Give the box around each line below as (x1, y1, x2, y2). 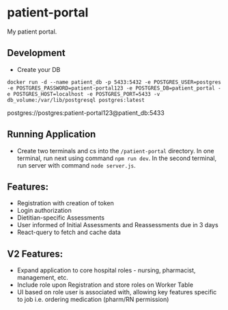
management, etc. (16, 274, 68, 282)
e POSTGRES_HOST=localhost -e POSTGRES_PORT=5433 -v (7, 90, 160, 97)
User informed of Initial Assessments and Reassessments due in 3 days (16, 221, 218, 229)
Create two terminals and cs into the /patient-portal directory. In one (16, 146, 214, 155)
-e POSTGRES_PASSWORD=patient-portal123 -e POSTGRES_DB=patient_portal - (7, 84, 222, 92)
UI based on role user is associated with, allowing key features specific (16, 288, 217, 296)
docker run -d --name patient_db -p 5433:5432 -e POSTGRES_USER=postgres (7, 79, 222, 86)
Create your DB (16, 65, 61, 73)
